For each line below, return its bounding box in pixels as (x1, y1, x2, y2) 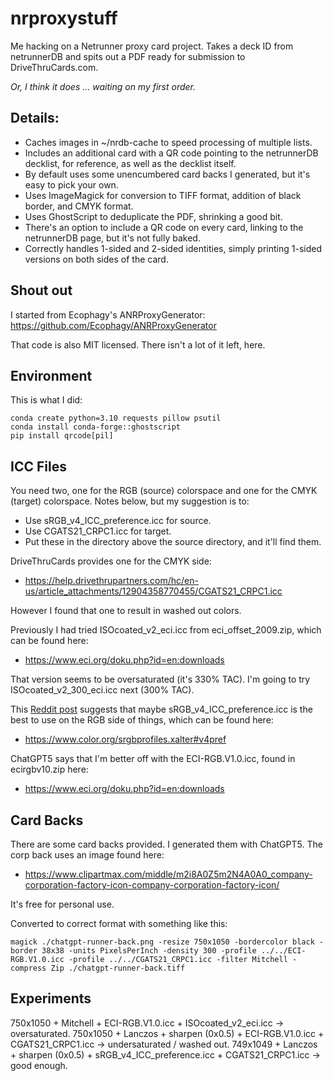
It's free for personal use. (10, 898, 115, 910)
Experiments (10, 990, 92, 1007)
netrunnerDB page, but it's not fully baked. (24, 232, 201, 244)
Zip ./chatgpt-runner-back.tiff (50, 963, 186, 973)
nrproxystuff (10, 7, 118, 30)
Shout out (10, 282, 73, 299)
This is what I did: (10, 394, 83, 406)
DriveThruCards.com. (10, 61, 99, 73)
